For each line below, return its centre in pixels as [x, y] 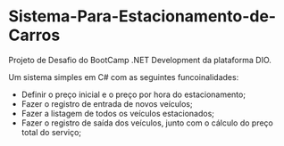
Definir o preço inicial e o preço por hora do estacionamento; [134, 94]
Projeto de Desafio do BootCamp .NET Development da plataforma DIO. [140, 60]
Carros [34, 35]
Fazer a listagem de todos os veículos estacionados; [118, 113]
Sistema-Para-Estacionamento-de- [142, 16]
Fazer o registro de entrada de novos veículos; [107, 103]
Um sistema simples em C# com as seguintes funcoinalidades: [124, 77]
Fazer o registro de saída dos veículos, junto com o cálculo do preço [147, 123]
